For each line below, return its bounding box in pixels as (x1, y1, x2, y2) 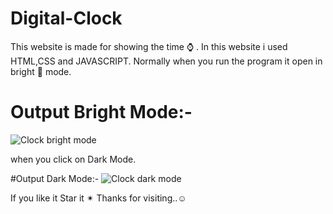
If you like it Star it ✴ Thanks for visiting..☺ (10, 192, 187, 204)
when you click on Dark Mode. (10, 153, 137, 165)
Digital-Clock (10, 7, 123, 30)
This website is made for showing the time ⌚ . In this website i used (10, 40, 288, 52)
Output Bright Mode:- (10, 101, 193, 124)
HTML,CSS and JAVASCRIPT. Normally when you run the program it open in (10, 55, 323, 67)
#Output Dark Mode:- (10, 172, 100, 184)
